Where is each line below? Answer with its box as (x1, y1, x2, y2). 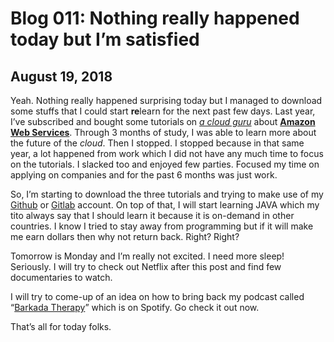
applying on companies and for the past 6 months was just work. (10, 169, 278, 181)
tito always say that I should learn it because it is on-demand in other (10, 210, 295, 221)
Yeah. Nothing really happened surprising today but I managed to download (10, 95, 323, 106)
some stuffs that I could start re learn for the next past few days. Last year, (10, 105, 316, 117)
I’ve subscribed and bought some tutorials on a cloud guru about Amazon (10, 116, 316, 127)
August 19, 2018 (10, 68, 113, 85)
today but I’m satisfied (10, 28, 200, 51)
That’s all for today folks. (10, 321, 112, 332)
